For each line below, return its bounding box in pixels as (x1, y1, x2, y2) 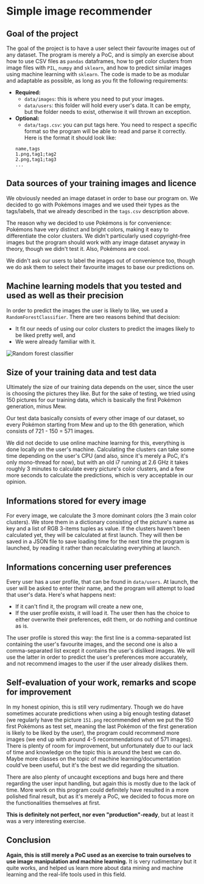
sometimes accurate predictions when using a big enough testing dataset (6, 709, 191, 717)
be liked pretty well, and (15, 331, 76, 339)
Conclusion (6, 835, 51, 846)
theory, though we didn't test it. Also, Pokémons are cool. (6, 245, 150, 252)
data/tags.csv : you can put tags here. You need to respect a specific (24, 121, 198, 128)
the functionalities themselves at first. (6, 799, 101, 806)
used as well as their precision (6, 290, 124, 301)
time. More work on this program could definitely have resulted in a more (6, 786, 189, 793)
